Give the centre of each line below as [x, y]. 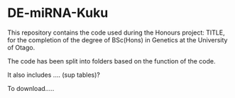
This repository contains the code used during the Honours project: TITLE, [116, 32]
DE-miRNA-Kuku [58, 13]
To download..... [31, 88]
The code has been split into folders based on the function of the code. [111, 61]
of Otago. [21, 47]
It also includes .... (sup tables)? [54, 75]
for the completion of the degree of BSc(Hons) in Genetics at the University [117, 39]
